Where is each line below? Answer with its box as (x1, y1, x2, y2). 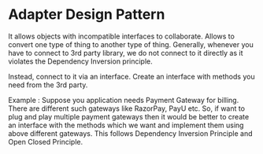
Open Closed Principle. (8, 137, 83, 146)
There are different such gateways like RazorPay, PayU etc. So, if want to (8, 104, 246, 113)
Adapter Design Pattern (8, 5, 165, 24)
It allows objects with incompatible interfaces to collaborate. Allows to (8, 31, 235, 41)
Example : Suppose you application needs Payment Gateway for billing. (8, 95, 239, 104)
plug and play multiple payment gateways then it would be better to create (8, 112, 250, 121)
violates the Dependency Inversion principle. (8, 57, 154, 66)
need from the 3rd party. (8, 80, 88, 90)
